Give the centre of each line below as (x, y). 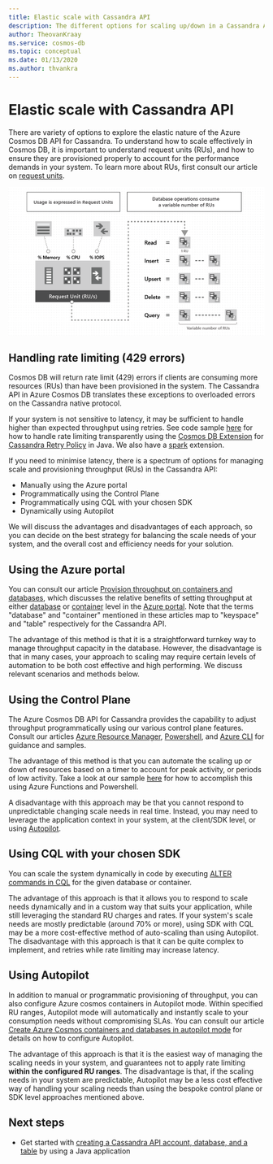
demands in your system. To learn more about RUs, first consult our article (133, 167)
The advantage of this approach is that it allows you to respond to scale (128, 897)
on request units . (37, 176)
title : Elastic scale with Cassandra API (80, 17)
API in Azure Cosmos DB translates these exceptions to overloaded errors (132, 395)
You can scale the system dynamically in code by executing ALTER (120, 873)
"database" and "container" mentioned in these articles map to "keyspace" (134, 615)
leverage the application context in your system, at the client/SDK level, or (132, 820)
